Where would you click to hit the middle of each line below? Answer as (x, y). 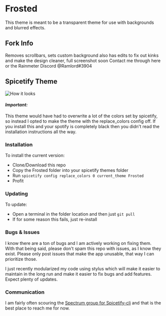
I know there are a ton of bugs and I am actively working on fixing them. (79, 243)
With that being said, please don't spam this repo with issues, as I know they (83, 248)
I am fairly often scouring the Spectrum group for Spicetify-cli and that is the (83, 303)
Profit (18, 181)
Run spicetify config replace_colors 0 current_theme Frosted (78, 176)
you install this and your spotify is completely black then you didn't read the (82, 126)
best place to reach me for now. (38, 308)
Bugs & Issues (23, 233)
